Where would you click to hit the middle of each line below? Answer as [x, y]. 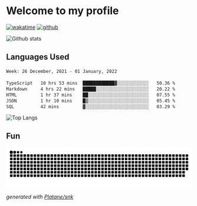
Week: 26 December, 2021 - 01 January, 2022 [62, 71]
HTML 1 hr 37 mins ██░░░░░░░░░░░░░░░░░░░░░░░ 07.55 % [91, 95]
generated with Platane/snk [40, 197]
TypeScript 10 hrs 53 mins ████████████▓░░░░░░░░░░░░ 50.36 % [91, 83]
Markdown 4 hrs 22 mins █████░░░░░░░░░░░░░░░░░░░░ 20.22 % [91, 89]
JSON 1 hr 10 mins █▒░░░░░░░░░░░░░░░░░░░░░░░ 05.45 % [91, 101]
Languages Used [38, 57]
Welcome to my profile [63, 11]
